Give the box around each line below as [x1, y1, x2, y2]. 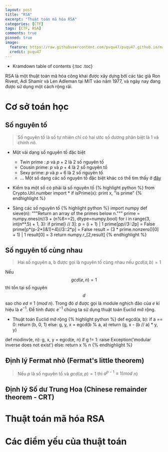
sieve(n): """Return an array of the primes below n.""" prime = [12, 210, 140, 216]
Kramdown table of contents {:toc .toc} [12, 63, 93, 69]
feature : [9, 45, 28, 50]
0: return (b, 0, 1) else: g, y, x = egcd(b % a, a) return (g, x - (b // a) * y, [12, 321, 158, 327]
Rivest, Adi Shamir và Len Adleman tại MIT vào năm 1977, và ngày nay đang [5, 78, 161, 84]
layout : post [5, 7, 32, 13]
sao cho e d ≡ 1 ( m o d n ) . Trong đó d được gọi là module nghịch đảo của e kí [5, 300, 160, 306]
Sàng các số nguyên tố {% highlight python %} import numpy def [12, 205, 147, 211]
